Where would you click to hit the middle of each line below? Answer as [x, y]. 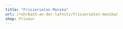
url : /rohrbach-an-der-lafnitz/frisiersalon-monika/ [62, 14]
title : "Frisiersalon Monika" [37, 10]
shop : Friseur [20, 19]
